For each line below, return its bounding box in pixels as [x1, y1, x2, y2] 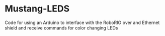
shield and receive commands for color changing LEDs [5, 24, 118, 30]
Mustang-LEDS [5, 3, 70, 14]
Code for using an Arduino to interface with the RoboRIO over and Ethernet [5, 19, 160, 25]
